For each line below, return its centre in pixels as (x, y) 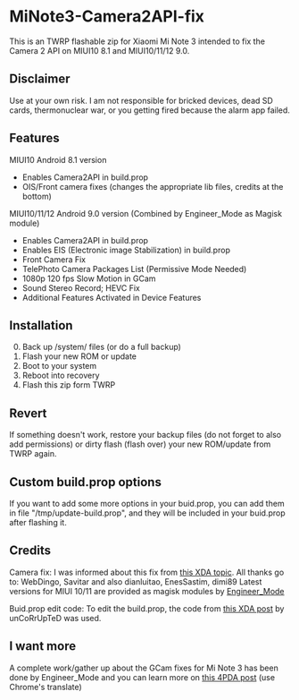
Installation (41, 325)
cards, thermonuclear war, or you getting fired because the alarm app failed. (149, 110)
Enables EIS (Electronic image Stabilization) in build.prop (126, 250)
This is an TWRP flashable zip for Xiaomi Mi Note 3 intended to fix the (137, 41)
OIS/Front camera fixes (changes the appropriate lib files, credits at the (153, 186)
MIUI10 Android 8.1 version (58, 159)
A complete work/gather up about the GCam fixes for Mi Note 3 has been (144, 668)
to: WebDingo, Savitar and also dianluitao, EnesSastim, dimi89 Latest (136, 581)
